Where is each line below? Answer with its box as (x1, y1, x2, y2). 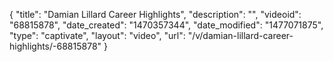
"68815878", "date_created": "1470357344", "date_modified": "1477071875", (9, 19, 324, 31)
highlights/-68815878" (9, 40, 102, 52)
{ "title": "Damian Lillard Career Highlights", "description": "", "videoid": (9, 9, 302, 20)
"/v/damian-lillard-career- (187, 30, 294, 41)
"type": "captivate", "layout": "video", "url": (9, 30, 186, 41)
